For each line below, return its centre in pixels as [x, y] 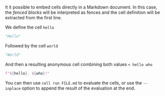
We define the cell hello [30, 27]
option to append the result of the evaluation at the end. [79, 88]
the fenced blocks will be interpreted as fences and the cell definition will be [83, 12]
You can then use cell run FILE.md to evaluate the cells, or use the [74, 83]
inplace [13, 89]
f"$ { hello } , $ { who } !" [27, 73]
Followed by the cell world [32, 46]
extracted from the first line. [34, 18]
